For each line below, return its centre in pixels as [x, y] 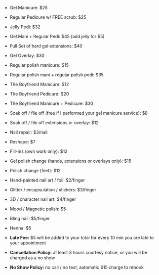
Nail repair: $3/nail [29, 132]
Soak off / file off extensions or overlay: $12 [54, 123]
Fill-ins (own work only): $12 [39, 151]
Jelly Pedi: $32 [25, 27]
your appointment [28, 243]
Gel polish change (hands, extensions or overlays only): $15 [71, 161]
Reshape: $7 [22, 142]
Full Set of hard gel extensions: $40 [46, 46]
